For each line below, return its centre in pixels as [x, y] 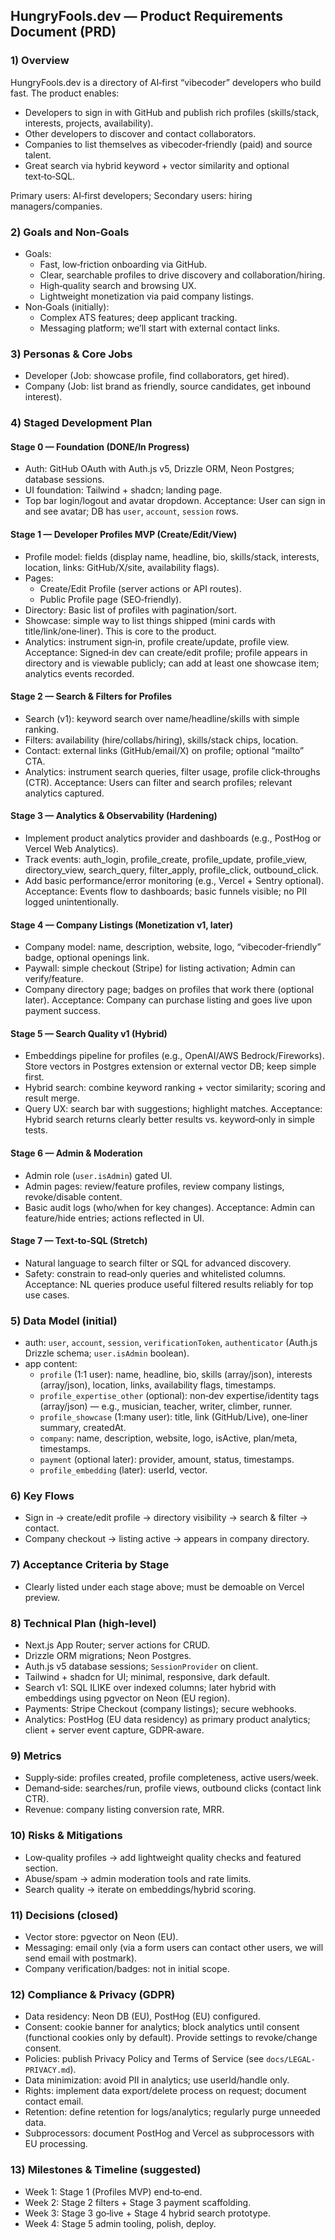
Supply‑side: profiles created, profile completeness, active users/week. [171, 1778]
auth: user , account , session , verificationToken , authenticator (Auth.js [171, 1343]
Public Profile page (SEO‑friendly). [110, 599]
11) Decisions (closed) [64, 1915]
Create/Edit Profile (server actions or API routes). [140, 588]
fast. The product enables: [65, 93]
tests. [36, 1130]
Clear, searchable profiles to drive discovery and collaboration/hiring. [182, 275]
